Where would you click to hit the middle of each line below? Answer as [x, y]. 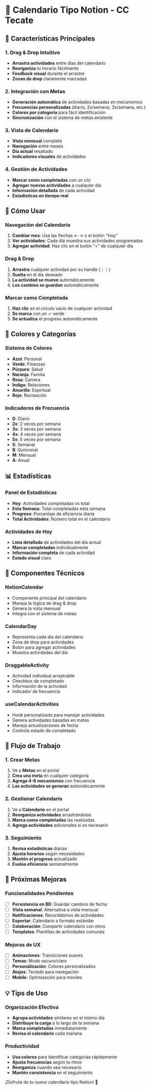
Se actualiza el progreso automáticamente [55, 319]
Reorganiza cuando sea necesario [47, 1067]
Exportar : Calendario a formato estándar [53, 920]
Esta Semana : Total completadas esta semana [59, 509]
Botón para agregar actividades [44, 647]
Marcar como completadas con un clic [51, 180]
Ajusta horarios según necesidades [48, 853]
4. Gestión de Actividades [36, 170]
